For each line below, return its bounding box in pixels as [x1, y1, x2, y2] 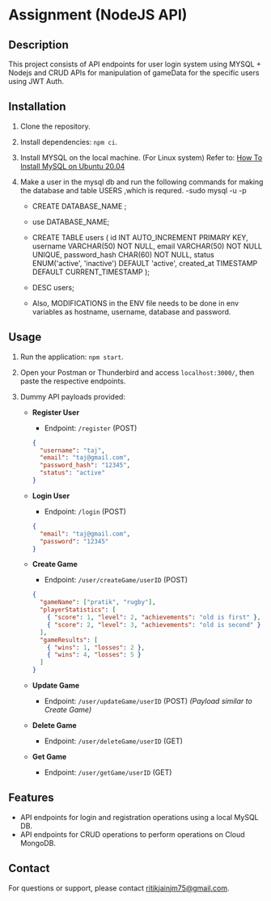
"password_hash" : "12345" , [39, 461, 131, 470]
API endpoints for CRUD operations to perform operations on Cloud [19, 829, 245, 839]
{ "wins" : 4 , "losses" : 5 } [47, 651, 142, 659]
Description [8, 38, 69, 52]
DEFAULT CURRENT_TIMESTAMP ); [32, 267, 150, 277]
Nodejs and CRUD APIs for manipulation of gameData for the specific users [8, 68, 260, 78]
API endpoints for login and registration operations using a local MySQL [19, 812, 259, 822]
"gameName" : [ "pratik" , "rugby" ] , [39, 599, 156, 607]
